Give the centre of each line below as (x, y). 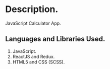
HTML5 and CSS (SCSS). (39, 62)
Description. (32, 9)
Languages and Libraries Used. (55, 39)
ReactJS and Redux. (34, 56)
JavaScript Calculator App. (33, 23)
